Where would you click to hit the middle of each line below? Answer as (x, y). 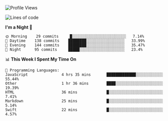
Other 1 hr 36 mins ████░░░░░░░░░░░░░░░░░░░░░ (84, 83)
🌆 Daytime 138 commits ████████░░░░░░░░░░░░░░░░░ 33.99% (75, 41)
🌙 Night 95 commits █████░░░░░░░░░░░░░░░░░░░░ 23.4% (74, 50)
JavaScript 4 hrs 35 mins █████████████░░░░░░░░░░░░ (84, 75)
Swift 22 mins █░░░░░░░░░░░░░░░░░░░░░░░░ (84, 110)
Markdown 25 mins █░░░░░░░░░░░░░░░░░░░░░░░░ (84, 101)
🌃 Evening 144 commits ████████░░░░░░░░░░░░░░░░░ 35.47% (75, 45)
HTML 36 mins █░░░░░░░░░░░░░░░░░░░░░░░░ (84, 92)
